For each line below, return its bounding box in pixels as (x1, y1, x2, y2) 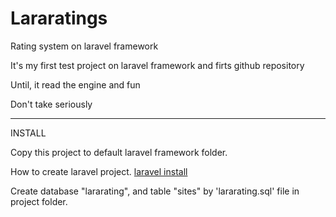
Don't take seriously (10, 98, 93, 110)
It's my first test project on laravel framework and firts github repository (10, 59, 305, 71)
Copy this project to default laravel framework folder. (10, 146, 228, 158)
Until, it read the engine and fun (10, 78, 141, 91)
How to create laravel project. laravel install (10, 165, 188, 177)
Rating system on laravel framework (10, 40, 159, 52)
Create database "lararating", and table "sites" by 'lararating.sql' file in (10, 185, 300, 197)
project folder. (10, 195, 68, 207)
